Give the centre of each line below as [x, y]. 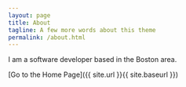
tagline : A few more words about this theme [82, 30]
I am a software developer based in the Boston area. [93, 60]
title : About [29, 23]
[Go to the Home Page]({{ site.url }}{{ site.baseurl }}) [93, 74]
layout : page [29, 15]
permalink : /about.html [47, 37]
